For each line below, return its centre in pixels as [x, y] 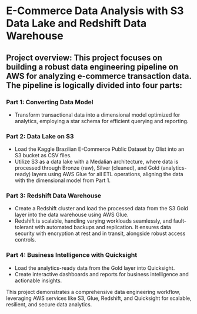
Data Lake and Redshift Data [76, 23]
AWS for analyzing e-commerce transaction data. [99, 76]
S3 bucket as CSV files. [43, 156]
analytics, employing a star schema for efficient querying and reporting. [101, 121]
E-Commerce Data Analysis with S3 [95, 11]
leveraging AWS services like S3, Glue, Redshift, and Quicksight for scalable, [99, 298]
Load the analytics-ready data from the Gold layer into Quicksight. [95, 268]
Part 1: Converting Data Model [50, 102]
